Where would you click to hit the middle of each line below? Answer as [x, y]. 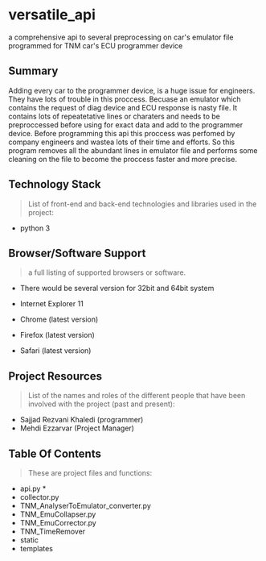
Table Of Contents [55, 453]
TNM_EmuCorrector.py [58, 523]
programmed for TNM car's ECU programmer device [96, 45]
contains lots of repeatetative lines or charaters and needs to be [115, 116]
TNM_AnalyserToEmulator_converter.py [85, 506]
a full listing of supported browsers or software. [107, 272]
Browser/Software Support [77, 253]
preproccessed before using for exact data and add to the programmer [126, 125]
